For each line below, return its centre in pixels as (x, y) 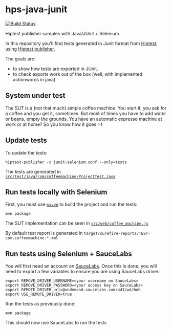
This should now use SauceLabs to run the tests (56, 323)
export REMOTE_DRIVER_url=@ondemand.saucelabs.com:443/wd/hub (73, 290)
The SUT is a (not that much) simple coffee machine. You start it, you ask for (86, 108)
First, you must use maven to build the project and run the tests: (71, 204)
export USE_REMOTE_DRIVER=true (39, 294)
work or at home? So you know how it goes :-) (54, 124)
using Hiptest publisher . (30, 49)
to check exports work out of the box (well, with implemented (77, 74)
